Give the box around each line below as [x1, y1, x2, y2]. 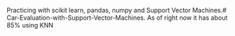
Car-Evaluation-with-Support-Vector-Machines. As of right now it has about [6, 13, 228, 22]
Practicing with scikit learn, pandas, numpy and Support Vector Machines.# [6, 6, 227, 14]
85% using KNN [6, 21, 54, 29]
